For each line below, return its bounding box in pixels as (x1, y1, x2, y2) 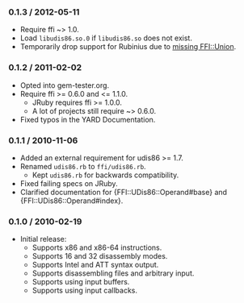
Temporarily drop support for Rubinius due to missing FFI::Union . (19, 42, 237, 52)
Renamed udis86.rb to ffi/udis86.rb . (19, 161, 147, 171)
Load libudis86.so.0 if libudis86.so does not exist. (19, 33, 192, 43)
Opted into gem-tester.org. (19, 80, 110, 90)
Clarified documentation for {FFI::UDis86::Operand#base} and (19, 187, 228, 197)
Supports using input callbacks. (32, 285, 137, 296)
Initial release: (19, 235, 67, 244)
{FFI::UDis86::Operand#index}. (19, 196, 124, 205)
